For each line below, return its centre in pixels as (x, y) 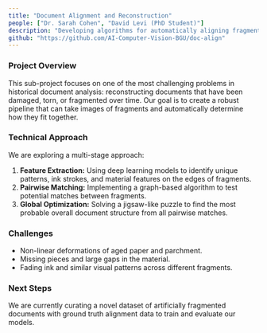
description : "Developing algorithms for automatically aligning (118, 30)
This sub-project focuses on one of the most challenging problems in (122, 83)
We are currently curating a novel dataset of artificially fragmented (117, 306)
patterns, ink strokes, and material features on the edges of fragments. (135, 178)
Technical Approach (48, 138)
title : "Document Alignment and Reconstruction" (90, 16)
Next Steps (30, 288)
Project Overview (43, 66)
